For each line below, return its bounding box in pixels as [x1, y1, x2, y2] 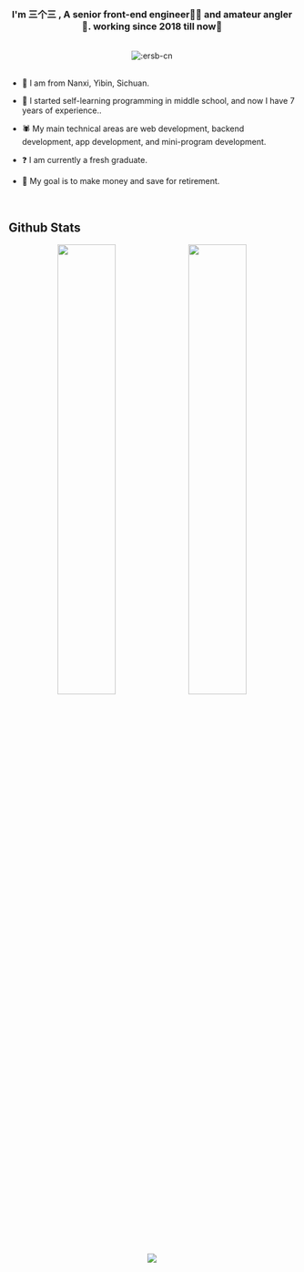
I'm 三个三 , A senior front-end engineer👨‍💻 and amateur [11, 7, 261, 20]
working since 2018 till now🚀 [93, 20, 223, 33]
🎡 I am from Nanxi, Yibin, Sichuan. [21, 77, 149, 88]
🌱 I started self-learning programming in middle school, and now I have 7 [21, 96, 295, 107]
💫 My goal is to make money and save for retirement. [21, 176, 220, 187]
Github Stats [8, 220, 81, 235]
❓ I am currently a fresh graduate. [21, 155, 147, 166]
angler [262, 7, 293, 20]
